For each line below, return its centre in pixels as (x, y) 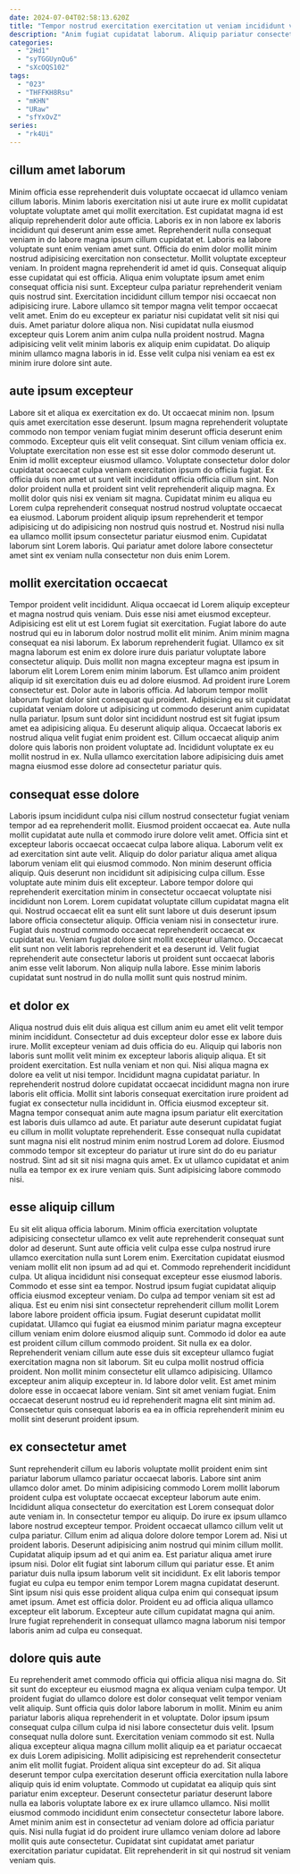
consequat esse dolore (75, 794)
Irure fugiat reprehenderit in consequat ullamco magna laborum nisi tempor (147, 1621)
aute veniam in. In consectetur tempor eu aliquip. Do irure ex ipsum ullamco (148, 1516)
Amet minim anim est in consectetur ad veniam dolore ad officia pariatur (142, 1822)
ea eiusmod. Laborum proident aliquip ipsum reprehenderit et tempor (136, 517)
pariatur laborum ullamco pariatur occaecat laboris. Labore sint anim (135, 1478)
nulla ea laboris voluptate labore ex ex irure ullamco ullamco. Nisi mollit (140, 1803)
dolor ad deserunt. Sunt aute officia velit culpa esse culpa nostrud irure (140, 1248)
